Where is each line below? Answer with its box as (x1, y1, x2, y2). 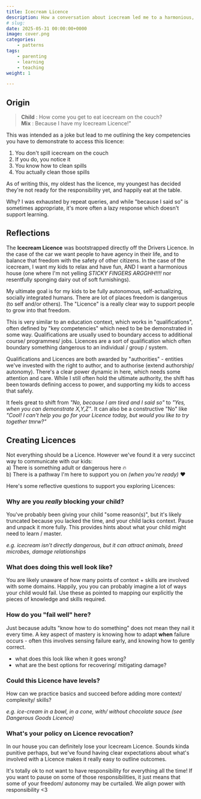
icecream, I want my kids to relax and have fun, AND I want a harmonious (6, 263, 188, 270)
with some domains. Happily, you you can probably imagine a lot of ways (6, 583, 187, 590)
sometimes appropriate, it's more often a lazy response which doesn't (6, 204, 179, 212)
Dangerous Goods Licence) (6, 714, 74, 721)
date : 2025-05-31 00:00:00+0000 (6, 25, 87, 32)
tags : (6, 48, 20, 54)
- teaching (17, 64, 44, 71)
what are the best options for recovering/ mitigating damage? (14, 661, 167, 668)
